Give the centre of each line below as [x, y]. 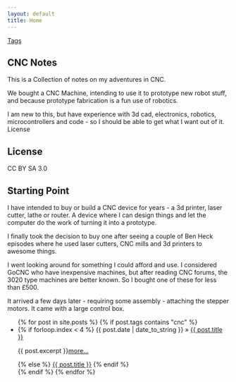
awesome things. [32, 251]
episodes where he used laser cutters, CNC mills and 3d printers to [105, 243]
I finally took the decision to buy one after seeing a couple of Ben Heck [110, 236]
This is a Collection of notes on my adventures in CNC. [87, 80]
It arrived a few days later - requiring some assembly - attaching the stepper [118, 301]
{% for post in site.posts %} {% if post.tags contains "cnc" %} [107, 322]
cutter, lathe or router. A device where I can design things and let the [107, 215]
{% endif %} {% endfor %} [56, 371]
